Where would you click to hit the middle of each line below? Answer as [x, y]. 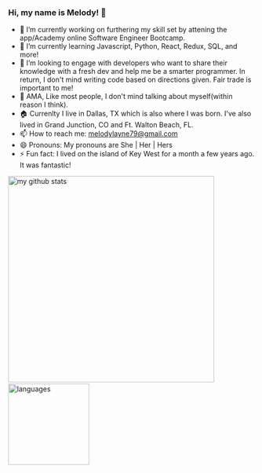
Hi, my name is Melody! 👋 [57, 13]
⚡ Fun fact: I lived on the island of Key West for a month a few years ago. [137, 154]
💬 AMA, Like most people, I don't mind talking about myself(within [126, 97]
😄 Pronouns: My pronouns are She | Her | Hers [96, 145]
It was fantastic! [45, 165]
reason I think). [44, 104]
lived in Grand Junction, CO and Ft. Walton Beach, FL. [106, 125]
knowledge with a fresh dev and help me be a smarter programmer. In [132, 71]
